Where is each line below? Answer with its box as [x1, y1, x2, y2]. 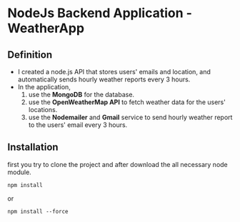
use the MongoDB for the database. [28, 91, 134, 99]
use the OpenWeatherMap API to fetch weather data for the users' [28, 98, 226, 106]
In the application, [17, 83, 71, 91]
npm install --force [7, 208, 69, 215]
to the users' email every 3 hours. [28, 121, 128, 129]
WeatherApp [7, 20, 84, 36]
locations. [28, 106, 58, 113]
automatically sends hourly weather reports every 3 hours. [17, 75, 191, 84]
